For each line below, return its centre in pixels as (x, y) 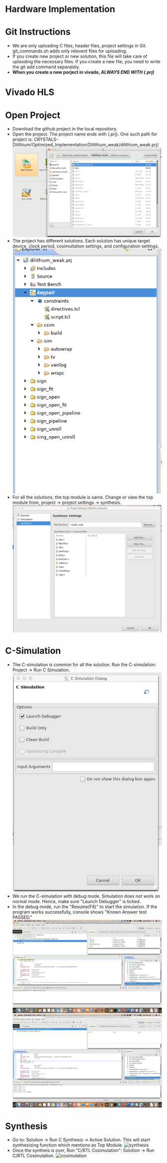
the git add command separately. (46, 67)
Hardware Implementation (60, 9)
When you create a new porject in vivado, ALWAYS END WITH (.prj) (83, 72)
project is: (23, 139)
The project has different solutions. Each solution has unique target (81, 241)
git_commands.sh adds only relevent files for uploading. (70, 51)
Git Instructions (38, 32)
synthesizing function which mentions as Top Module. (68, 1145)
